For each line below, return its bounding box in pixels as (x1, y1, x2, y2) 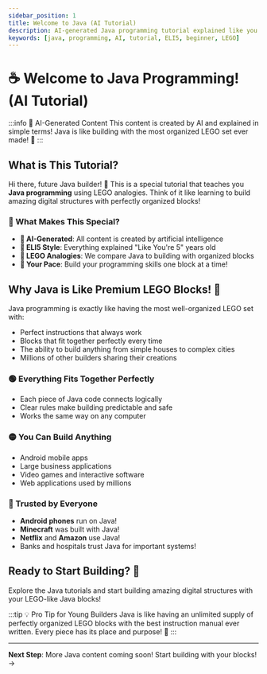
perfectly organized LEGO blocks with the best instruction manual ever (8, 618, 240, 628)
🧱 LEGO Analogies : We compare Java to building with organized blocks (19, 251, 254, 261)
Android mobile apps (19, 453, 89, 462)
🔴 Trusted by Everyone (8, 498, 98, 509)
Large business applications (19, 461, 112, 470)
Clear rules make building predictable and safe (19, 403, 173, 412)
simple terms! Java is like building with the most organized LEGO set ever (8, 127, 249, 136)
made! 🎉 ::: (8, 135, 44, 145)
